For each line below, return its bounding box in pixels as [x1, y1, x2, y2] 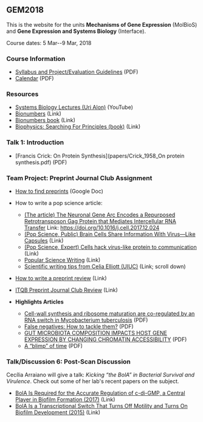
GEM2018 [6, 5, 44, 15]
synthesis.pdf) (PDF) [15, 158, 67, 166]
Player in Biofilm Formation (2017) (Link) [15, 396, 115, 403]
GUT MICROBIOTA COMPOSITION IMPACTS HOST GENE [24, 330, 167, 336]
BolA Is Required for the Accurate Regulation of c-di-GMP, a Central [15, 389, 185, 397]
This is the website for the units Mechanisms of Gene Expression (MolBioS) [6, 21, 198, 28]
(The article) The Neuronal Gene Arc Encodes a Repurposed [24, 211, 176, 218]
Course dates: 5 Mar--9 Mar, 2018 [6, 39, 92, 46]
